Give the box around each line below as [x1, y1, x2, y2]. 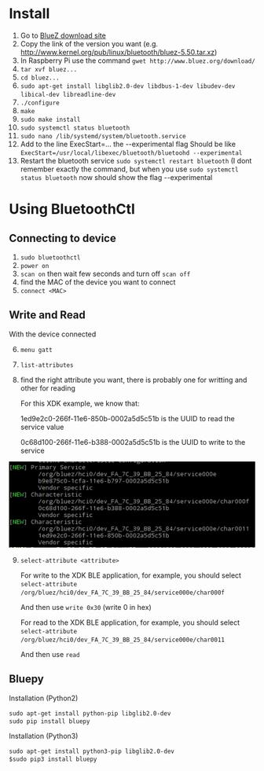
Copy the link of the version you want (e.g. [20, 39, 159, 48]
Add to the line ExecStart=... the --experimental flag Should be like [20, 139, 236, 149]
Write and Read [9, 308, 86, 322]
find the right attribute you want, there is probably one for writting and [20, 375, 247, 384]
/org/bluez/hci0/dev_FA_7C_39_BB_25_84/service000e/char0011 [20, 636, 225, 644]
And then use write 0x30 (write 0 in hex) [20, 602, 152, 611]
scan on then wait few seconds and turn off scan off [20, 269, 191, 278]
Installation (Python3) [9, 731, 79, 740]
